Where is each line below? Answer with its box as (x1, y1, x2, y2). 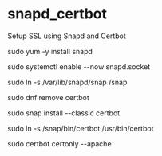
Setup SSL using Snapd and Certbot (7, 31, 127, 41)
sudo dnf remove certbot (7, 92, 89, 102)
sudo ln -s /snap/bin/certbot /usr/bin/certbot (7, 123, 154, 133)
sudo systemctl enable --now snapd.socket (7, 61, 151, 72)
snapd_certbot (7, 5, 108, 23)
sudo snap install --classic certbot (7, 108, 121, 118)
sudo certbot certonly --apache (7, 138, 113, 148)
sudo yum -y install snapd (7, 46, 93, 56)
